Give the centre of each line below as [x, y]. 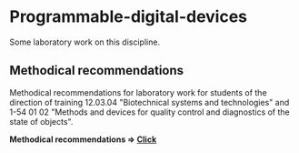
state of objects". [41, 121]
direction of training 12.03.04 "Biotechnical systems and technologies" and [149, 102]
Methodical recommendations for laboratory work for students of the [138, 92]
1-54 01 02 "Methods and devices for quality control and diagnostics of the [149, 112]
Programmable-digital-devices [129, 17]
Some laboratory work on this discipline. [85, 42]
